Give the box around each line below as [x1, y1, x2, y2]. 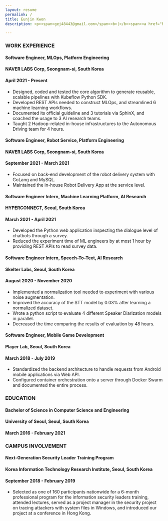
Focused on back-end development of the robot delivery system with [12, 171, 155, 177]
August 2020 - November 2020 [5, 278, 72, 284]
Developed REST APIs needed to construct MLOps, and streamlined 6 [12, 99, 156, 105]
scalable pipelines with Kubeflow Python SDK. [12, 94, 107, 100]
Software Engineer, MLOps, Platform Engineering [5, 55, 109, 61]
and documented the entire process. [12, 382, 87, 388]
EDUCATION [5, 395, 36, 402]
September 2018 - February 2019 [5, 477, 75, 483]
